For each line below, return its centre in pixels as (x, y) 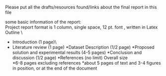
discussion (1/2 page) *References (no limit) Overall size (70, 58)
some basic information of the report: (43, 22)
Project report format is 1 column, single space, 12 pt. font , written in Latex (82, 27)
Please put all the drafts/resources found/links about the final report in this (81, 7)
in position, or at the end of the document (55, 68)
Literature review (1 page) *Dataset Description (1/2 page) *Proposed (83, 47)
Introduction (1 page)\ (34, 42)
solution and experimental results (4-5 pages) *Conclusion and (77, 52)
